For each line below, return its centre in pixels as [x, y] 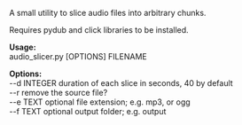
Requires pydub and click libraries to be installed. [99, 30]
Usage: [23, 47]
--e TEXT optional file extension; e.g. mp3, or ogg [100, 102]
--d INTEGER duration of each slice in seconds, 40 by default [121, 83]
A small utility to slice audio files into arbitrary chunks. [108, 13]
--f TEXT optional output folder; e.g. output [88, 111]
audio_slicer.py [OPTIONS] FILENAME [78, 56]
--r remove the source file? [59, 93]
